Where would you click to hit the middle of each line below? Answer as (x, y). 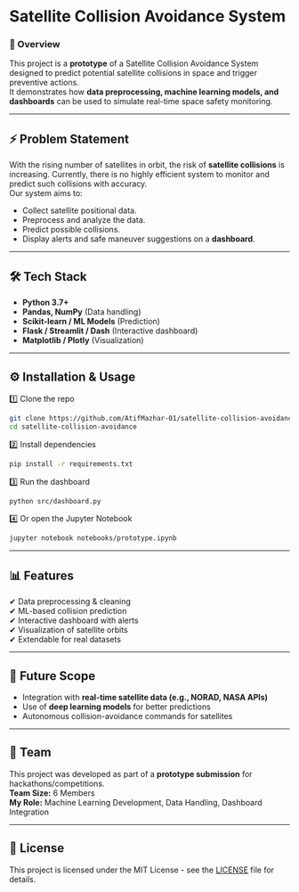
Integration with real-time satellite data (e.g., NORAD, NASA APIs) (145, 697)
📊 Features (41, 575)
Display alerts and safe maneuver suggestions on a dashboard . (138, 239)
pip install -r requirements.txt (71, 464)
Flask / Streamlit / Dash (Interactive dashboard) (110, 331)
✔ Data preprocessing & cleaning (70, 601)
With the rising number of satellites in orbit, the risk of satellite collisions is (147, 165)
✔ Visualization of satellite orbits (69, 630)
